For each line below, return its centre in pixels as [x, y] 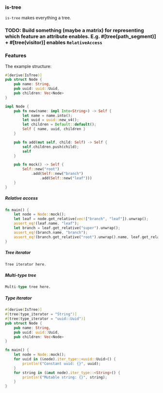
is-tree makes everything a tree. [38, 18]
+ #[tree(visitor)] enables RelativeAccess [54, 43]
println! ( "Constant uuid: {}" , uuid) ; [62, 363]
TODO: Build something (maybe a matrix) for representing [74, 31]
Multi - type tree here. [28, 287]
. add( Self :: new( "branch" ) [57, 174]
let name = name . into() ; [48, 116]
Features [16, 56]
